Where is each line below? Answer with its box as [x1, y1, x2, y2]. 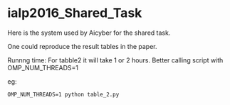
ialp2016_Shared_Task [7, 5, 142, 21]
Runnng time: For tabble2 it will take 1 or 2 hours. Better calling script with [7, 55, 224, 65]
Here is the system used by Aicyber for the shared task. [7, 28, 171, 37]
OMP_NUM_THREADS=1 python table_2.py [7, 91, 120, 98]
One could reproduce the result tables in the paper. [7, 42, 157, 50]
